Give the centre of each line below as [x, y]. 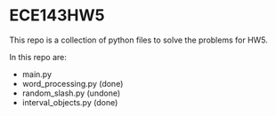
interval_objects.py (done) [70, 102]
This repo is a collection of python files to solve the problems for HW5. [139, 40]
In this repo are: [38, 57]
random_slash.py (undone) [71, 93]
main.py [37, 74]
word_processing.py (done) [73, 83]
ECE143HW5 [57, 15]
